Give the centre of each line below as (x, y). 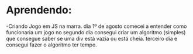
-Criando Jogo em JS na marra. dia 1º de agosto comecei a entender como (96, 26)
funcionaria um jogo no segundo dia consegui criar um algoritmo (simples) (96, 32)
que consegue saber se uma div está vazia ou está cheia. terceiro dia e (92, 38)
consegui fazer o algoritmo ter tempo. (52, 45)
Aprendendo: (39, 10)
